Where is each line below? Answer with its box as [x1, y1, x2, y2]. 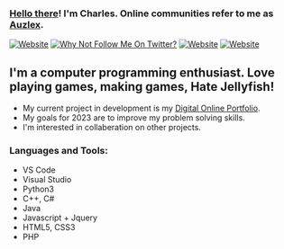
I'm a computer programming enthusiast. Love [9, 65, 275, 80]
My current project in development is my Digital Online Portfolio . [22, 102, 261, 114]
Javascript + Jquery [22, 212, 97, 223]
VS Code [22, 165, 56, 175]
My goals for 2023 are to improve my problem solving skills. [22, 112, 245, 123]
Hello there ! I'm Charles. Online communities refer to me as [9, 7, 274, 20]
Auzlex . [9, 18, 44, 31]
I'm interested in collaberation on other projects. [22, 122, 201, 133]
